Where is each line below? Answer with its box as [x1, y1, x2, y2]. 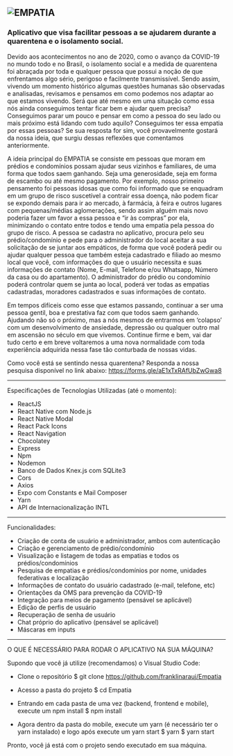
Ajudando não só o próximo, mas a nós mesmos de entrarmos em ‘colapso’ [7, 316, 222, 324]
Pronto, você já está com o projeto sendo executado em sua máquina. [7, 741, 207, 749]
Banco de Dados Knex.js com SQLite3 [17, 466, 126, 474]
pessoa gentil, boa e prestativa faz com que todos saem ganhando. [7, 308, 200, 316]
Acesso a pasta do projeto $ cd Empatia [17, 686, 132, 694]
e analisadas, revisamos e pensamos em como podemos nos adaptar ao [7, 89, 214, 97]
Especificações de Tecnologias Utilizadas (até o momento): [7, 386, 177, 394]
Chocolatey [17, 436, 51, 445]
